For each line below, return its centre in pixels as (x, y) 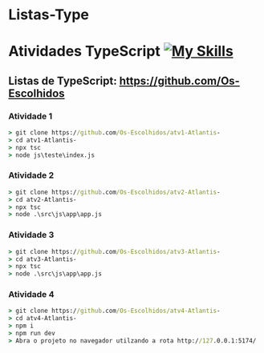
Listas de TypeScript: (63, 80)
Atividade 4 (31, 295)
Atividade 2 (31, 175)
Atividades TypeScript (84, 52)
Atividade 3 (31, 235)
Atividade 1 (30, 116)
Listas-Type (49, 15)
